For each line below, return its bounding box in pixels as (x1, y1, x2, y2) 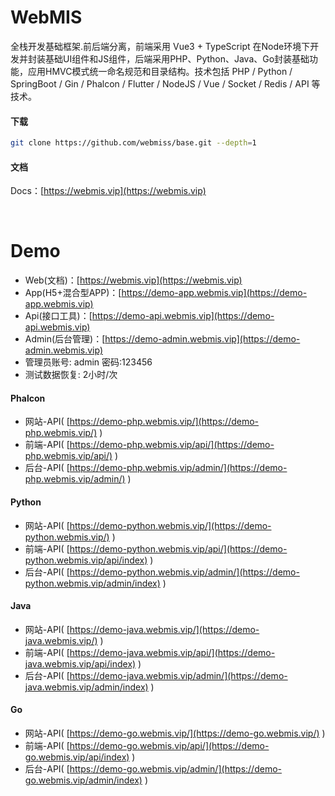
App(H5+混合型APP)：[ (24, 287, 122, 299)
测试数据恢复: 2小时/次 (24, 369, 118, 381)
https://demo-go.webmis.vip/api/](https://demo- (69, 739, 270, 751)
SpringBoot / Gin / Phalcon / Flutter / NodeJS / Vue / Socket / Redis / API (10, 77, 310, 90)
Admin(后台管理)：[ (24, 333, 106, 345)
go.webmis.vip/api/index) (24, 751, 130, 763)
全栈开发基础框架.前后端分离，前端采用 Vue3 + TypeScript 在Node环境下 (10, 40, 311, 52)
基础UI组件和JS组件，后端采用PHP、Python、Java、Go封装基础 (44, 52, 310, 65)
